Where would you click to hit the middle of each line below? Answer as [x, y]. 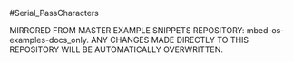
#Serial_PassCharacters [54, 13]
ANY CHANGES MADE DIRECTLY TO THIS [170, 40]
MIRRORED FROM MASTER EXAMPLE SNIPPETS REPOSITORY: [127, 30]
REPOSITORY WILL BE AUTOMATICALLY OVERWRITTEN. [117, 49]
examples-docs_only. [49, 40]
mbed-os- [265, 30]
